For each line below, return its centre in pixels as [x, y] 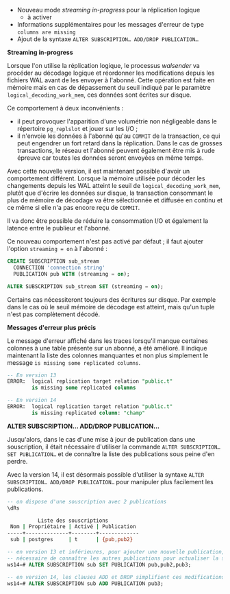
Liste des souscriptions [73, 521]
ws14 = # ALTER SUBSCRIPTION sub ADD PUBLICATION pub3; [86, 583]
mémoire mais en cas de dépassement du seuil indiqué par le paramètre [109, 87]
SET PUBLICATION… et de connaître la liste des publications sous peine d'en [111, 454]
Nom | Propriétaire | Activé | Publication [73, 527]
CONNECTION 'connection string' [60, 268]
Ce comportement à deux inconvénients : [65, 108]
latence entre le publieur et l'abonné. [59, 228]
